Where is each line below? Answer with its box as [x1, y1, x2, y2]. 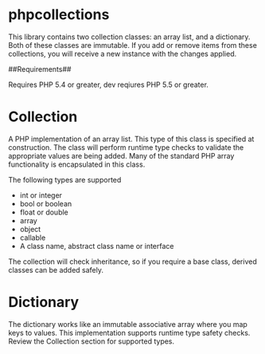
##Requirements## [8, 64, 72, 73]
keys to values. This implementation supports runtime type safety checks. [8, 328, 251, 337]
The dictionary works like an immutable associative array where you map [8, 319, 248, 328]
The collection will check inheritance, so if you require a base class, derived [8, 257, 257, 266]
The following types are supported [8, 175, 122, 184]
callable [19, 233, 46, 242]
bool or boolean [19, 199, 72, 208]
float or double [19, 207, 69, 217]
